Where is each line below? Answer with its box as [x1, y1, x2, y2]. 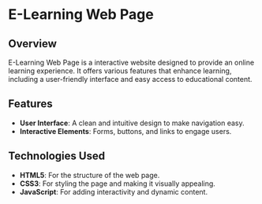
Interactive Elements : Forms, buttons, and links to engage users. [19, 126, 232, 135]
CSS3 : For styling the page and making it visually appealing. [19, 179, 215, 188]
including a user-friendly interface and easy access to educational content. [8, 75, 253, 83]
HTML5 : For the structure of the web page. [19, 170, 160, 180]
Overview [8, 37, 58, 50]
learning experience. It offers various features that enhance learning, [8, 66, 232, 76]
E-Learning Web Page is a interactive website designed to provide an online [8, 57, 255, 67]
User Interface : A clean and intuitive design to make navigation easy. [19, 118, 245, 128]
